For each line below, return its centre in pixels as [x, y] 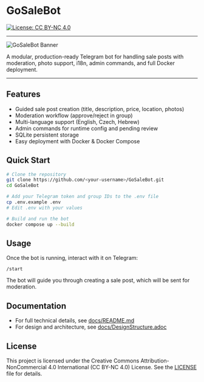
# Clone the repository [36, 174]
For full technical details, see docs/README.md [75, 321]
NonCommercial [27, 367]
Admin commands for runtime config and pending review [87, 128]
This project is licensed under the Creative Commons [73, 361]
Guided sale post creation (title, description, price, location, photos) [100, 109]
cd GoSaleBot [23, 186]
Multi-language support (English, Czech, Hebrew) [77, 121]
